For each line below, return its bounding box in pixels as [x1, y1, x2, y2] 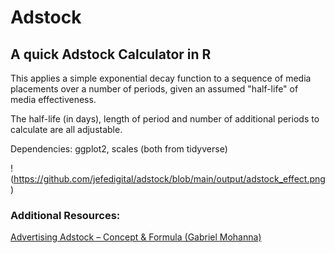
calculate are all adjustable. [10, 124, 123, 135]
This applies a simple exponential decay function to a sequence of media [10, 72, 312, 84]
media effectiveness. [10, 94, 97, 105]
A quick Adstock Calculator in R [10, 46, 212, 63]
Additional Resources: [10, 208, 121, 222]
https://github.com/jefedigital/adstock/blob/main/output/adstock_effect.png [13, 173, 326, 185]
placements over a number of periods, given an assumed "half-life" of [10, 83, 299, 95]
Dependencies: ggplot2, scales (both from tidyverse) [10, 143, 228, 155]
